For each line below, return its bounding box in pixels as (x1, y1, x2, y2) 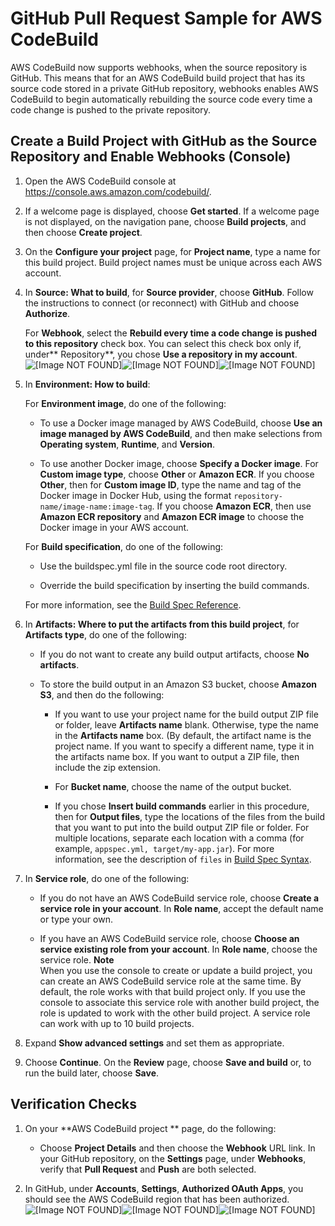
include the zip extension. (54, 761, 162, 773)
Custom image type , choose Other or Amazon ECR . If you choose (39, 468, 315, 480)
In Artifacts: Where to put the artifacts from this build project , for (24, 618, 300, 630)
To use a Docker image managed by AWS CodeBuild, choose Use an (39, 417, 323, 429)
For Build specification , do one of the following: (24, 540, 224, 552)
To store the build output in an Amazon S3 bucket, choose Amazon (39, 678, 317, 690)
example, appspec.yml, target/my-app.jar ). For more (54, 842, 275, 854)
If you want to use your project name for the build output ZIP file (54, 708, 319, 720)
